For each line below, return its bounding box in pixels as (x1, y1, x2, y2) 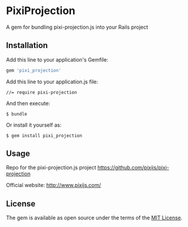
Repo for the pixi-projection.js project (6, 164, 97, 171)
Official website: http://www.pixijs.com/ (6, 182, 101, 189)
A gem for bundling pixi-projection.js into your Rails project (6, 23, 148, 31)
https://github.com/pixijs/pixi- (97, 164, 169, 171)
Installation (6, 40, 48, 50)
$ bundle (6, 111, 28, 117)
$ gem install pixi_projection (6, 133, 83, 138)
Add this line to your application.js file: (6, 78, 98, 85)
